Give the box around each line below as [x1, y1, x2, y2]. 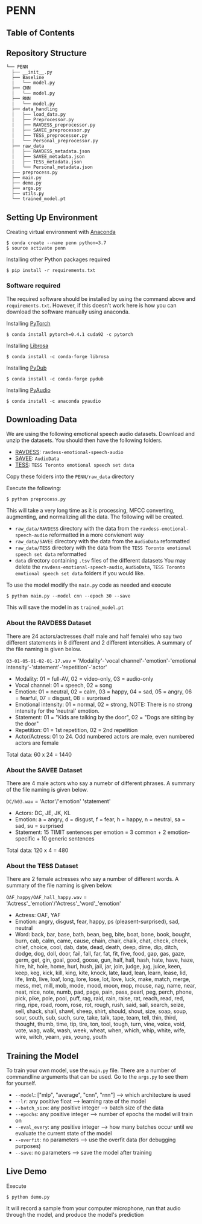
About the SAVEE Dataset [6, 766, 83, 774]
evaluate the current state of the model [14, 1130, 112, 1137]
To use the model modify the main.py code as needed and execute [6, 581, 172, 588]
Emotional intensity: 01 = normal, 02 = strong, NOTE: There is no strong [14, 701, 193, 708]
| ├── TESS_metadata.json [11, 159, 83, 165]
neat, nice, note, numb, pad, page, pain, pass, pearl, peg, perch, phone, [14, 988, 194, 995]
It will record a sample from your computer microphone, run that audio [6, 1204, 181, 1212]
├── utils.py [11, 191, 45, 197]
